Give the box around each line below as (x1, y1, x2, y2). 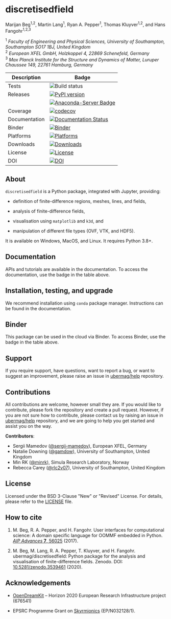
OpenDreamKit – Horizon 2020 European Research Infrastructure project (12, 592, 166, 599)
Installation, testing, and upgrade (5, 286, 113, 295)
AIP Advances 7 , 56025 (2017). (12, 538, 79, 544)
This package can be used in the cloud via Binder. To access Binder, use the (5, 334, 166, 340)
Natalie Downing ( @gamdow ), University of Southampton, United (12, 448, 150, 454)
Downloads (8, 141, 35, 148)
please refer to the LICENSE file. (5, 498, 73, 505)
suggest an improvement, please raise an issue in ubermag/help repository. (5, 373, 164, 379)
